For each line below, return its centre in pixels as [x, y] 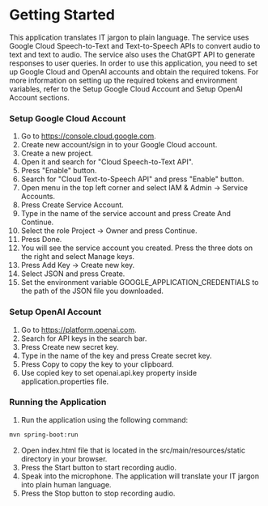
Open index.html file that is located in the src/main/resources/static [133, 450]
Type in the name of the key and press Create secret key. [116, 355]
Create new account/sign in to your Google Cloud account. [119, 145]
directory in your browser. [64, 458]
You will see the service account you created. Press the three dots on [137, 248]
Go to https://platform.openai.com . [79, 330]
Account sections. [39, 97]
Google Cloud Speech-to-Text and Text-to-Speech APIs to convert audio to [135, 45]
